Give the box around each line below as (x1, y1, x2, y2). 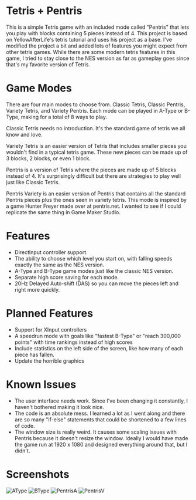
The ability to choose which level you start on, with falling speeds (14, 255, 173, 262)
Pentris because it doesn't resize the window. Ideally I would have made (14, 434, 188, 441)
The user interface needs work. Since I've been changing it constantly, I (14, 397, 188, 404)
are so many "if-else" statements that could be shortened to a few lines (14, 415, 187, 423)
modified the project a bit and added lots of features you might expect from (6, 42, 188, 49)
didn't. (14, 447, 30, 454)
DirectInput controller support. (14, 248, 88, 256)
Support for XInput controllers (14, 326, 87, 333)
